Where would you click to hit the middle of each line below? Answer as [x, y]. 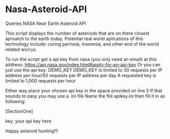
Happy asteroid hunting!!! [32, 131]
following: [15, 101]
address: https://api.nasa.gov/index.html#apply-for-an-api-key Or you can [83, 64]
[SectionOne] [19, 111]
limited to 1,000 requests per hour [41, 81]
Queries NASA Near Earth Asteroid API [46, 23]
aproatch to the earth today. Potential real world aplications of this [74, 39]
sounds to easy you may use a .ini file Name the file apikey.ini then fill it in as [85, 96]
